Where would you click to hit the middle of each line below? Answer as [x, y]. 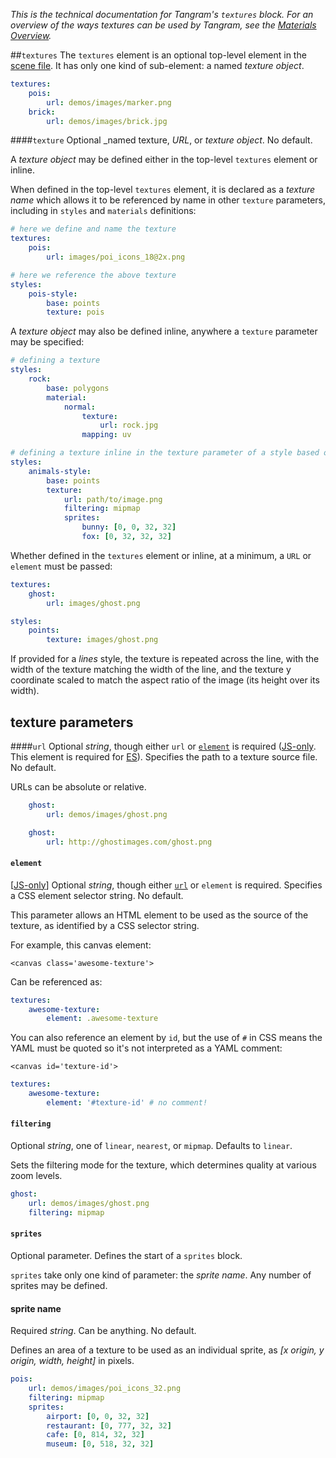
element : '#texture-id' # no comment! [127, 1103]
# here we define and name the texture [93, 229]
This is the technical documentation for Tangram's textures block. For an [162, 14]
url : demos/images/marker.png [109, 102]
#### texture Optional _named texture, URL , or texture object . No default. [161, 140]
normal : [80, 407]
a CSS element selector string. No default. [97, 895]
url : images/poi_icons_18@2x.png [116, 257]
